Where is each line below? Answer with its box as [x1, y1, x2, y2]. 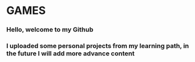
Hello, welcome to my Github [6, 26, 94, 34]
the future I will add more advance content [6, 49, 135, 58]
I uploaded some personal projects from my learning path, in [6, 42, 189, 50]
